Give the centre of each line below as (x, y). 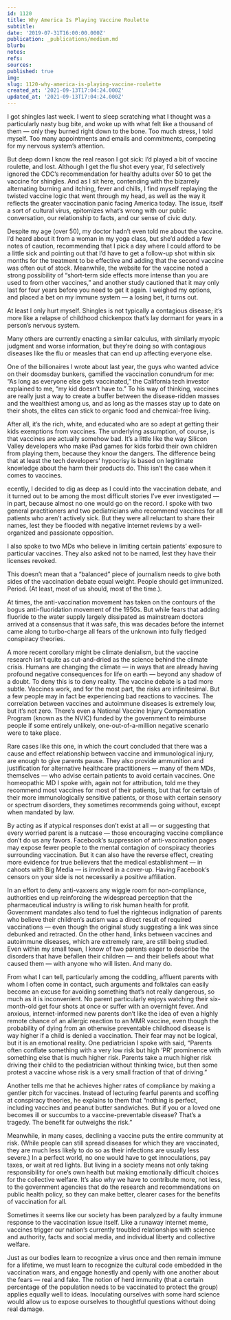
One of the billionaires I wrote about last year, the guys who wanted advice (113, 367)
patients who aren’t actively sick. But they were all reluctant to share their (111, 518)
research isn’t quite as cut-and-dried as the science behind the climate (108, 659)
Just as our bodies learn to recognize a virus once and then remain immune (114, 1258)
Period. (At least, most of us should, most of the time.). (85, 589)
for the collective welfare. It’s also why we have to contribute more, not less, (115, 1180)
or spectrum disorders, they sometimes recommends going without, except (114, 805)
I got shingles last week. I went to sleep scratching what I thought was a (109, 117)
